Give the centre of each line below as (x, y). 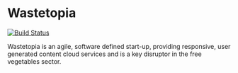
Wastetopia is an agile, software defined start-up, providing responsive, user (119, 46)
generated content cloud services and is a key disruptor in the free (104, 54)
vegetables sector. (34, 61)
